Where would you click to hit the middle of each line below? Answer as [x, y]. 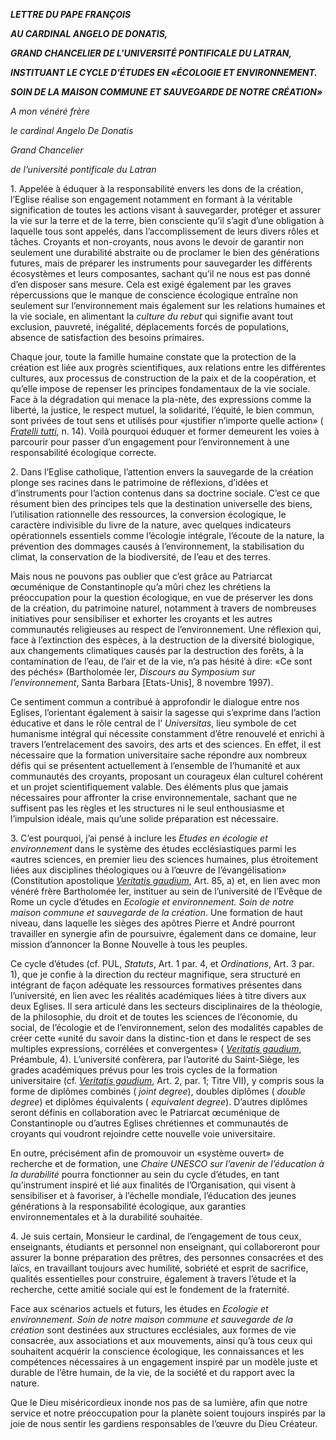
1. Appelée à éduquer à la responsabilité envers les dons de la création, [157, 188]
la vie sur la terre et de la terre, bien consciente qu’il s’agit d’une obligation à [167, 220]
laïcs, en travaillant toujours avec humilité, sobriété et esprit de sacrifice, [159, 1268]
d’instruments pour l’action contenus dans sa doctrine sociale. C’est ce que [165, 493]
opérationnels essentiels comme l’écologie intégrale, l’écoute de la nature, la [167, 535]
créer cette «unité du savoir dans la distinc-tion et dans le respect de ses [161, 1038]
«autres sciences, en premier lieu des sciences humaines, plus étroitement [164, 859]
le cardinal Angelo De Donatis [72, 130]
